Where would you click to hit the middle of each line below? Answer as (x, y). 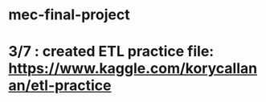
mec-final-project (69, 15)
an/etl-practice (60, 86)
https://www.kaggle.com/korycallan (133, 69)
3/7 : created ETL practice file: (111, 52)
